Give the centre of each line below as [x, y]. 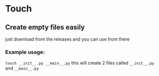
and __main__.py [22, 68]
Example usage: [25, 52]
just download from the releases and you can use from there [67, 39]
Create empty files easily [45, 27]
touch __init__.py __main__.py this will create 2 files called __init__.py [80, 63]
